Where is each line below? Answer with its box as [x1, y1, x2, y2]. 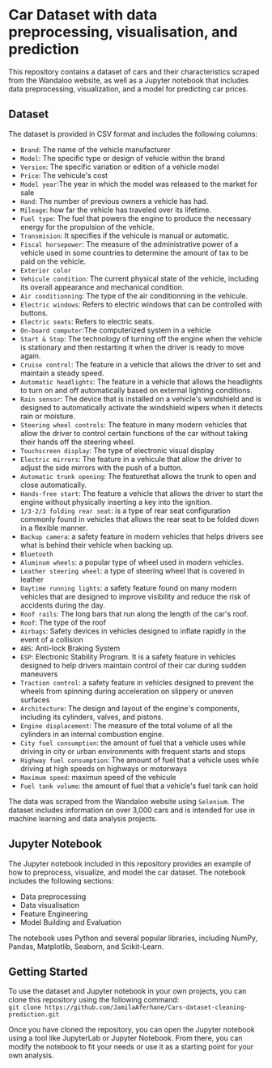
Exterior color [19, 266, 72, 274]
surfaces [19, 694, 50, 705]
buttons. [19, 307, 49, 317]
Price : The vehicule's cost [19, 170, 108, 180]
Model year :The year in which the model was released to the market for [19, 179, 257, 189]
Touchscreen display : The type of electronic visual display [19, 445, 215, 455]
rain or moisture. [19, 411, 75, 421]
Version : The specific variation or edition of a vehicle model [19, 162, 219, 172]
